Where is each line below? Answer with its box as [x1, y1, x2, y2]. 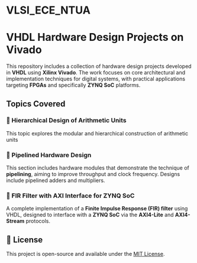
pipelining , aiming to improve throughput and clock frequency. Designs [6, 171, 180, 178]
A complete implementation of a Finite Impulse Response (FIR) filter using [6, 205, 188, 212]
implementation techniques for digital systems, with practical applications [6, 75, 185, 83]
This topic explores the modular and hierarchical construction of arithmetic [6, 129, 188, 137]
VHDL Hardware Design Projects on [6, 31, 184, 44]
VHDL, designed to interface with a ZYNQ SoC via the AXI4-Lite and [6, 211, 174, 219]
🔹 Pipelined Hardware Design [6, 151, 92, 159]
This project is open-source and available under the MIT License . [6, 251, 165, 258]
